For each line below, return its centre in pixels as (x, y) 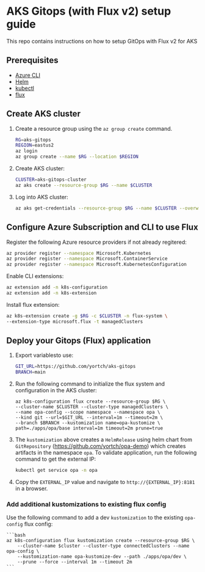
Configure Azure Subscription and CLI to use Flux (102, 227)
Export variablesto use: (44, 355)
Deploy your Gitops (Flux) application (79, 341)
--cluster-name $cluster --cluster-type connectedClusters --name (103, 546)
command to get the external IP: (56, 459)
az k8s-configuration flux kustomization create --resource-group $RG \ (101, 541)
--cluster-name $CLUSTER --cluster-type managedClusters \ (92, 407)
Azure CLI (28, 75)
